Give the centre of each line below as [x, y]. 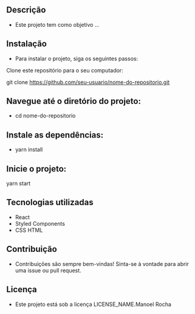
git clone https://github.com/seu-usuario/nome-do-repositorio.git [88, 82]
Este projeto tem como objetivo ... [57, 24]
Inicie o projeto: [36, 169]
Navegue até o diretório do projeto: [74, 101]
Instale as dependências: [55, 135]
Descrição [26, 10]
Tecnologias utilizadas [50, 202]
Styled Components [40, 223]
